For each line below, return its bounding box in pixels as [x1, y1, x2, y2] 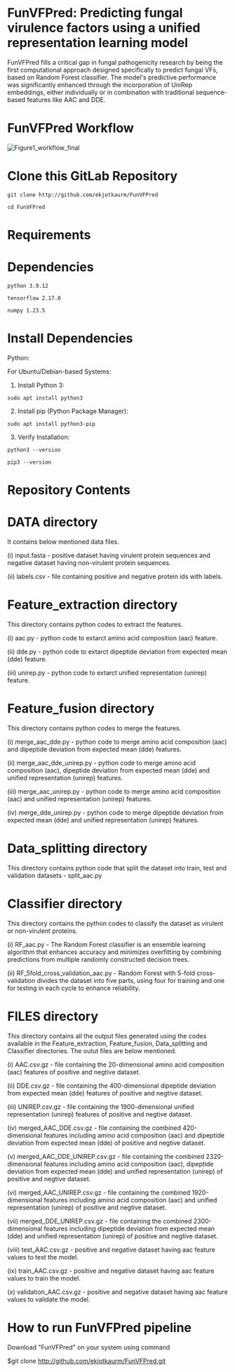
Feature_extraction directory [7, 597, 178, 613]
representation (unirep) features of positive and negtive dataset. [7, 1110, 193, 1118]
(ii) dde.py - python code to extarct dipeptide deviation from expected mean [7, 647, 228, 656]
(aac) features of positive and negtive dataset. [7, 1067, 141, 1076]
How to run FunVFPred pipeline [7, 1319, 192, 1335]
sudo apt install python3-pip [7, 420, 96, 427]
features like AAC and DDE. [27, 95, 106, 103]
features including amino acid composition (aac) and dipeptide [43, 1131, 224, 1139]
